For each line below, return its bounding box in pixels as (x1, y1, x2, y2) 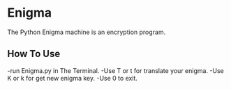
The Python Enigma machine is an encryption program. (7, 28, 166, 36)
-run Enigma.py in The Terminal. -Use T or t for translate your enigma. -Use (7, 66, 225, 74)
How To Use (7, 48, 61, 60)
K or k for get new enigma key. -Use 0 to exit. (7, 74, 138, 82)
